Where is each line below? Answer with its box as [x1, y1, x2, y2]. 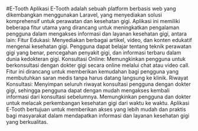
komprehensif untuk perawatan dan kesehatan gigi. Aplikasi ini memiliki [6, 18, 180, 24]
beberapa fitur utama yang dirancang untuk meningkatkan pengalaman [6, 24, 180, 31]
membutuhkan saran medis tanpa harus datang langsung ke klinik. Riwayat [6, 74, 189, 81]
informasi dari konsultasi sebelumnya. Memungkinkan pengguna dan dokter [6, 93, 191, 100]
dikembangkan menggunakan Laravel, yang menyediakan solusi [6, 11, 163, 18]
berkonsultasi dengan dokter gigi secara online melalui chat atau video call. [6, 62, 190, 69]
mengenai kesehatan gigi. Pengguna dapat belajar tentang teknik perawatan [6, 43, 192, 50]
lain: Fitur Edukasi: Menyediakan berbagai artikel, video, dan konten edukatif [6, 37, 192, 43]
